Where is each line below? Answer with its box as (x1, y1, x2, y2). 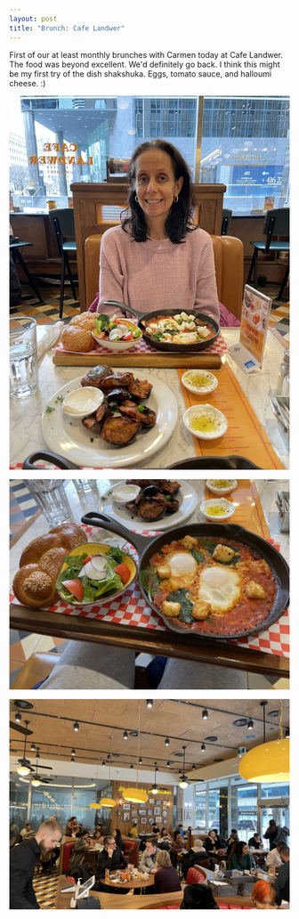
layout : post (9, 14, 58, 23)
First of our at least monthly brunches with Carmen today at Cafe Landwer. (9, 49, 283, 60)
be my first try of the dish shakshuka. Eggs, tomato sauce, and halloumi (9, 68, 272, 79)
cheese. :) (9, 77, 46, 88)
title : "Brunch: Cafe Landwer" (9, 23, 125, 33)
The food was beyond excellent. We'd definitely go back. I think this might (9, 59, 280, 69)
